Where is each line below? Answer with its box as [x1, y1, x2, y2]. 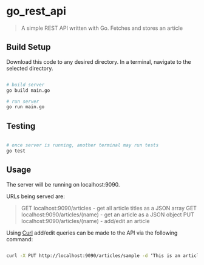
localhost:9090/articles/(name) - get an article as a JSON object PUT [21, 211, 194, 218]
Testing [6, 120, 36, 131]
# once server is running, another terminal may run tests [6, 142, 159, 148]
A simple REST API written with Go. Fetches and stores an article [21, 24, 183, 32]
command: [6, 235, 33, 243]
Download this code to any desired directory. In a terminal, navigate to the [6, 58, 191, 65]
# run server [6, 98, 39, 105]
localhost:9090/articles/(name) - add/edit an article [21, 217, 150, 224]
